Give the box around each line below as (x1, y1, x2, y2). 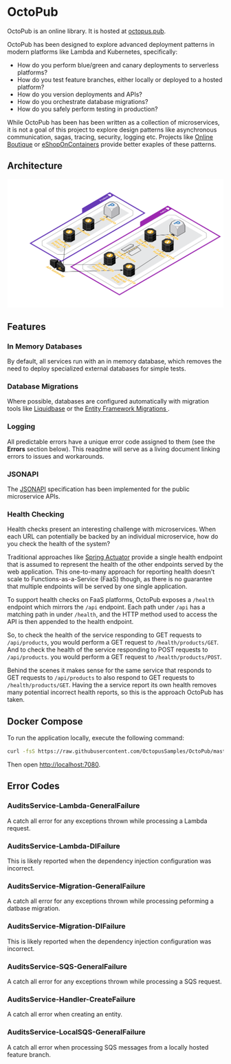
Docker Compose (7, 716, 84, 727)
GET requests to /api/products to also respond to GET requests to (7, 674, 195, 682)
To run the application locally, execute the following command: (7, 734, 184, 742)
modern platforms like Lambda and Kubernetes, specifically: (7, 48, 177, 56)
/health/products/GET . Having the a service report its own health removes (7, 681, 217, 689)
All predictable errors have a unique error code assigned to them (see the (7, 437, 215, 446)
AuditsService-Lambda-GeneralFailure (7, 801, 140, 811)
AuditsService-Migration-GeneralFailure (7, 881, 146, 890)
